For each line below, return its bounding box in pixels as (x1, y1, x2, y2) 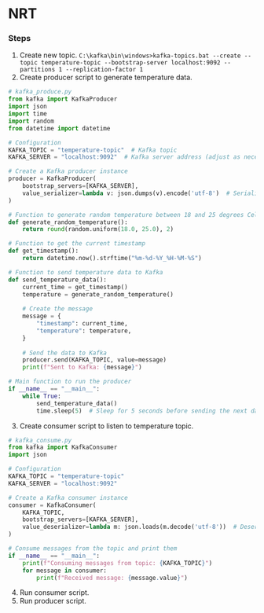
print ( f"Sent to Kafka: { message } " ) (22, 363, 143, 372)
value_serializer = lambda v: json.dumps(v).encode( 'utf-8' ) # (22, 189, 230, 197)
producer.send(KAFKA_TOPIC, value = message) (22, 356, 167, 364)
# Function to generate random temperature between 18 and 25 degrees (8, 211, 244, 218)
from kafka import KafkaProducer (8, 95, 118, 103)
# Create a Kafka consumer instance (8, 494, 128, 501)
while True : (22, 392, 61, 400)
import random (8, 117, 55, 125)
